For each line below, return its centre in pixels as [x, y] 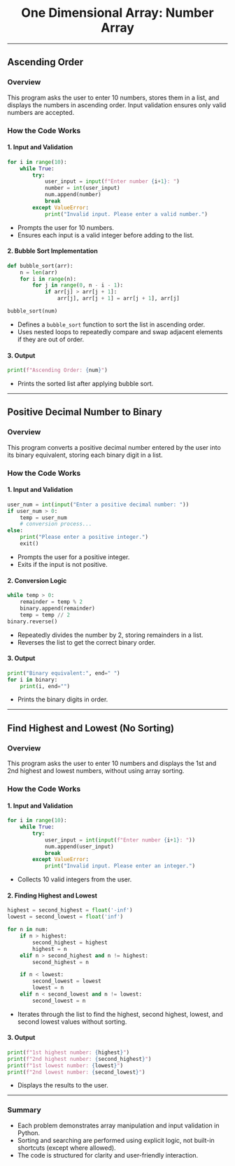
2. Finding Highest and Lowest [52, 896]
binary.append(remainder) [58, 608]
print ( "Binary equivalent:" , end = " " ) [64, 673]
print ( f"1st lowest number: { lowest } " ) [65, 1065]
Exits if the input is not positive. [62, 564]
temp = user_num [44, 517]
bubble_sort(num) [33, 311]
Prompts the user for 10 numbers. [65, 227]
